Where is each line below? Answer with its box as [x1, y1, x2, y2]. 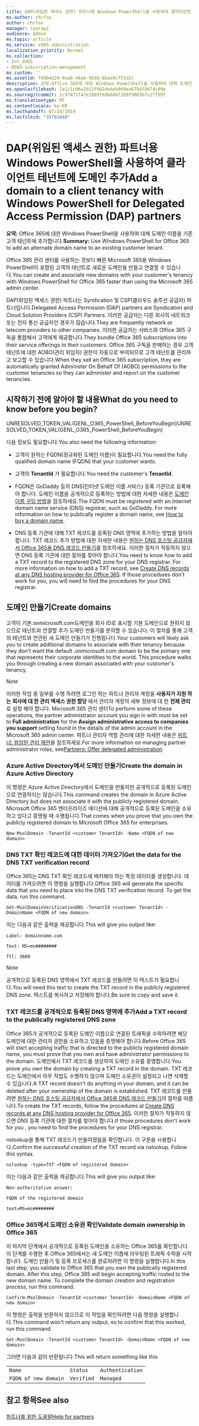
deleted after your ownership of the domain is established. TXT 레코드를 [6, 1087, 181, 1094]
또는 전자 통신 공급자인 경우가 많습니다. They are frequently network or [6, 319, 173, 326]
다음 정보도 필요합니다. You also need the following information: [6, 438, 157, 446]
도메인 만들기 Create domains [6, 602, 112, 612]
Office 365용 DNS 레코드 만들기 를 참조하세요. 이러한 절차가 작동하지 [21, 544, 180, 551]
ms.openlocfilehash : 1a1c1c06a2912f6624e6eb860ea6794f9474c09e [6, 86, 166, 92]
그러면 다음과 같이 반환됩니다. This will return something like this [6, 1353, 158, 1360]
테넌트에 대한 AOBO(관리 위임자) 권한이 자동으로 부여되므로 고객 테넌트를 [6, 349, 175, 356]
